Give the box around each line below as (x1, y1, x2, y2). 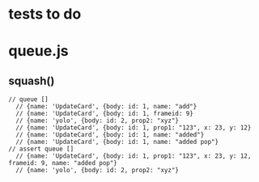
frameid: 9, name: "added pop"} (8, 159, 117, 167)
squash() (8, 74, 55, 87)
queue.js (8, 42, 69, 61)
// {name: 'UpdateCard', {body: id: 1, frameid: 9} (15, 110, 194, 118)
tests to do (8, 5, 82, 23)
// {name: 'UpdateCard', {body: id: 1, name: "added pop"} (15, 138, 219, 146)
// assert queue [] (8, 145, 74, 154)
